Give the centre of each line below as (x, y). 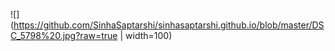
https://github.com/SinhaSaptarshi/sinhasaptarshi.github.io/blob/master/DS (169, 25)
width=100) (149, 35)
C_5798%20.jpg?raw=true (64, 35)
